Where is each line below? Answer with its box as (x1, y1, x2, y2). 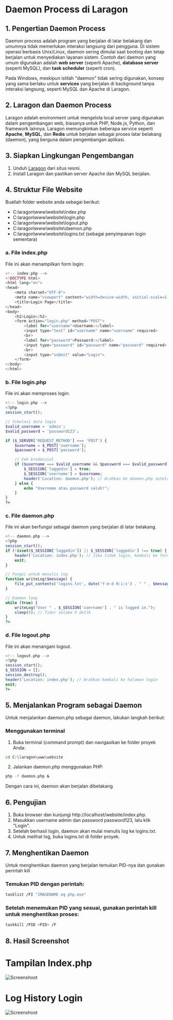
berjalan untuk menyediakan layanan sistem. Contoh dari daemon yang (5, 54, 156, 60)
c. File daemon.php (5, 512, 55, 519)
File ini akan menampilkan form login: (5, 261, 84, 267)
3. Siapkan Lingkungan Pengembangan (5, 151, 134, 160)
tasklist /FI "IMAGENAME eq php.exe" (5, 892, 86, 898)
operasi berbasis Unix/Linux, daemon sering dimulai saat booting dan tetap (5, 49, 165, 55)
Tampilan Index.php (5, 957, 92, 969)
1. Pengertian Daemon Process (5, 24, 106, 33)
